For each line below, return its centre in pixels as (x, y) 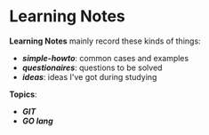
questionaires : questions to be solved (92, 67)
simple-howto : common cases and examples (105, 58)
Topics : (23, 94)
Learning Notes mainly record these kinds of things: (105, 41)
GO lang (37, 121)
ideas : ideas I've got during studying (89, 76)
